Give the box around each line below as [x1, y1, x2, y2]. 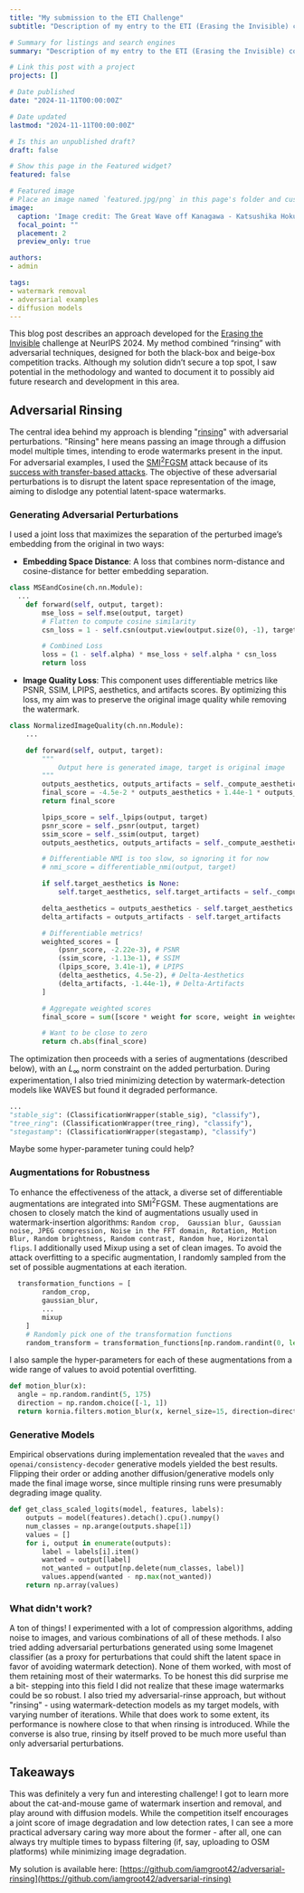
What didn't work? [9, 1601, 93, 1614]
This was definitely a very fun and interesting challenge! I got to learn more [9, 1789, 290, 1800]
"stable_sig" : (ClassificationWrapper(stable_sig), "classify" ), [9, 1110, 261, 1119]
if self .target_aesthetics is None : [42, 879, 180, 888]
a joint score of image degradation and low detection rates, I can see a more [9, 1817, 294, 1829]
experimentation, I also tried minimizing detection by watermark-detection [9, 1075, 285, 1085]
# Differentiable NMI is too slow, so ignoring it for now [42, 855, 270, 864]
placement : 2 [17, 228, 67, 238]
